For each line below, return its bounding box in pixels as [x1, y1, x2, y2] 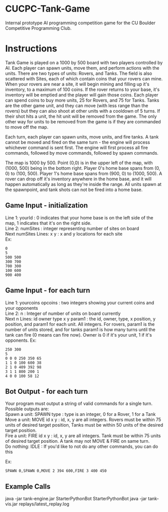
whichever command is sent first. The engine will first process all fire [5, 145, 148, 151]
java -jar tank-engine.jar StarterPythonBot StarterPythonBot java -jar [5, 496, 147, 502]
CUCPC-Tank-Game [5, 3, 91, 15]
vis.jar [5, 501, 18, 507]
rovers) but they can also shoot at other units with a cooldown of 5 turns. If [5, 108, 160, 114]
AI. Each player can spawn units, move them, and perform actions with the [5, 65, 159, 71]
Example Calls [5, 482, 51, 491]
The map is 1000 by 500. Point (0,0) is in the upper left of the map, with [5, 160, 153, 166]
